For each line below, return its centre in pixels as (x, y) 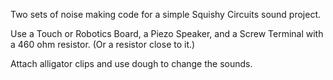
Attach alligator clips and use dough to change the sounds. (131, 63)
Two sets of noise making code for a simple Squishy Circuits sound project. (166, 14)
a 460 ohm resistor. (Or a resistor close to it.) (103, 44)
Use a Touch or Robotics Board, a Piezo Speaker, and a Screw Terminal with (167, 33)
